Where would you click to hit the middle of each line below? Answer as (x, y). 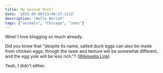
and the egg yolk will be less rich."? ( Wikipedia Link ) (58, 57)
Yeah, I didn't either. (25, 66)
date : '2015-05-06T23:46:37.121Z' (40, 14)
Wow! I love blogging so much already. (44, 37)
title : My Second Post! (29, 9)
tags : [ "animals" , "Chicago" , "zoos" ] (45, 23)
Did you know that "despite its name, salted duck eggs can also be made (79, 46)
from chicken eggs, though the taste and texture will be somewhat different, (81, 51)
